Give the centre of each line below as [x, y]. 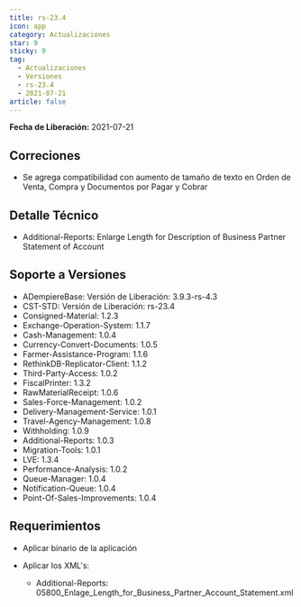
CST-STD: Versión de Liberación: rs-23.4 [99, 306]
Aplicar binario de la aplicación [80, 547]
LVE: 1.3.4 [41, 459]
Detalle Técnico [54, 215]
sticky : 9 [28, 51]
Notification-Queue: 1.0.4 [69, 488]
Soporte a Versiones [68, 275]
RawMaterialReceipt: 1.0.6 [70, 392]
